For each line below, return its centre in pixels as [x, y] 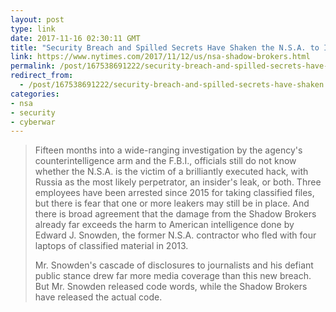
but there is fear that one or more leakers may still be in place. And [172, 203]
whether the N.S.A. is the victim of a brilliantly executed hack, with [171, 172]
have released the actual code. [98, 297]
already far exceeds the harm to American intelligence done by [164, 225]
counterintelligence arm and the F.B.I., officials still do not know [165, 161]
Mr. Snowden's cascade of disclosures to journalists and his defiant [174, 265]
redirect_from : [42, 76]
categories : [35, 94]
